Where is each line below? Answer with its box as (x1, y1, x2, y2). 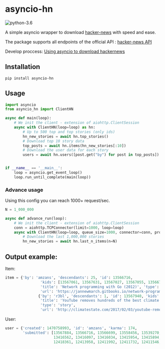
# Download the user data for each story (23, 148, 109, 153)
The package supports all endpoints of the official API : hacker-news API (5, 38, 152, 45)
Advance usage (5, 186, 43, 193)
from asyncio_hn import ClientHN (5, 107, 74, 112)
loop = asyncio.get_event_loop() (14, 170, 82, 175)
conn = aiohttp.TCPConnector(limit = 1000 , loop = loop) (14, 225, 124, 230)
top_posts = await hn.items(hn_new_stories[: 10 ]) (23, 143, 126, 148)
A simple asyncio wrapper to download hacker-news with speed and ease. (5, 29, 156, 35)
